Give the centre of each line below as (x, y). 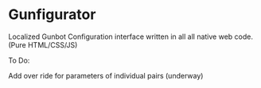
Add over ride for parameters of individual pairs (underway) (106, 75)
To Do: (19, 60)
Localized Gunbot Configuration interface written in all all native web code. (130, 36)
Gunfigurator (52, 15)
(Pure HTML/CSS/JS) (43, 44)
